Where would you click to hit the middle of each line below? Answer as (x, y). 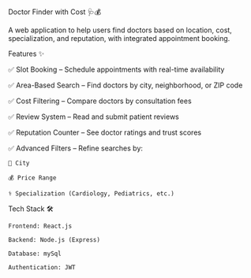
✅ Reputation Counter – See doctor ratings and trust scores (105, 132)
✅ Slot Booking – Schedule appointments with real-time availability (116, 69)
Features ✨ (26, 54)
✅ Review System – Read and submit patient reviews (94, 117)
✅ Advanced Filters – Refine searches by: (76, 148)
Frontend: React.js (40, 226)
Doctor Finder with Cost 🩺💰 (54, 12)
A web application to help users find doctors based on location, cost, (120, 30)
